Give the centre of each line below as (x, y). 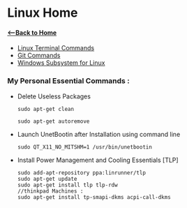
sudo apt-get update (47, 179)
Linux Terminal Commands (56, 48)
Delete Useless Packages (54, 96)
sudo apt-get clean (46, 109)
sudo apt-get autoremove (53, 121)
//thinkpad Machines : (50, 191)
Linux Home (43, 13)
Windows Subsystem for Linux (61, 63)
